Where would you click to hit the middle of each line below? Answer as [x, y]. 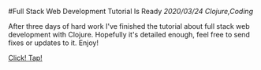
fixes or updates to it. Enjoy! [54, 43]
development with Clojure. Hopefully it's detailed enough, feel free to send [129, 35]
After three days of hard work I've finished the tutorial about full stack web [129, 26]
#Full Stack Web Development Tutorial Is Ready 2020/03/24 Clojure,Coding [131, 11]
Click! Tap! [26, 58]
